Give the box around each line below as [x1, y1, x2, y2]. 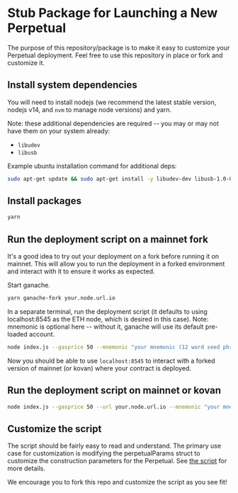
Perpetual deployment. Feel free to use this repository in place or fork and [7, 51, 223, 59]
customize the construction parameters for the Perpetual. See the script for [7, 457, 227, 465]
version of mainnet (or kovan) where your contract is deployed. [7, 363, 191, 373]
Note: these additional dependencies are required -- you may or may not [7, 119, 220, 127]
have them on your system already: [7, 126, 110, 135]
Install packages [7, 195, 81, 207]
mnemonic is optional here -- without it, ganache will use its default [7, 322, 204, 331]
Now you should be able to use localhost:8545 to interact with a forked [7, 356, 215, 365]
